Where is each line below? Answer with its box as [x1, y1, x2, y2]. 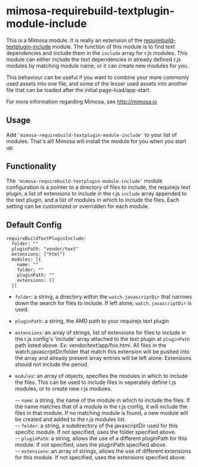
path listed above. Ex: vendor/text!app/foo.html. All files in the [14, 342, 166, 349]
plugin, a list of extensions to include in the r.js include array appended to [6, 190, 187, 197]
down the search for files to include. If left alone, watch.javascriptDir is [14, 300, 192, 307]
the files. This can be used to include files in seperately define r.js [14, 379, 177, 386]
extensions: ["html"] [11, 251, 66, 258]
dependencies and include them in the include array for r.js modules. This [6, 49, 188, 56]
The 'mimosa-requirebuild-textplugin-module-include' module [6, 177, 163, 184]
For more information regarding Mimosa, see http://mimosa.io [6, 97, 157, 105]
